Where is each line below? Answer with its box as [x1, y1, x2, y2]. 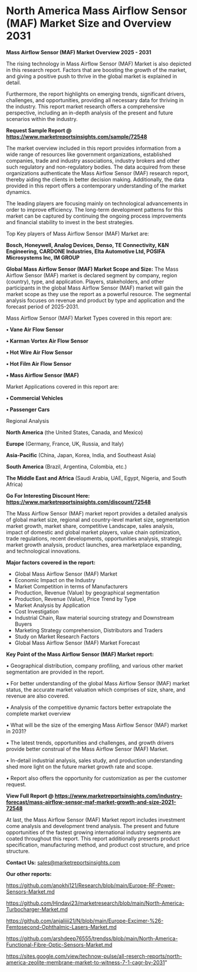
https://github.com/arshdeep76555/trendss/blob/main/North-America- [6, 935, 178, 942]
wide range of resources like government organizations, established [6, 150, 172, 157]
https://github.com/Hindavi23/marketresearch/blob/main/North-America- [6, 899, 185, 907]
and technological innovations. [6, 547, 81, 554]
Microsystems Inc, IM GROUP [6, 254, 80, 261]
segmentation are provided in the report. [6, 668, 104, 675]
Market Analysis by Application [14, 602, 90, 609]
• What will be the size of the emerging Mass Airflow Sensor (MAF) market [6, 721, 188, 728]
